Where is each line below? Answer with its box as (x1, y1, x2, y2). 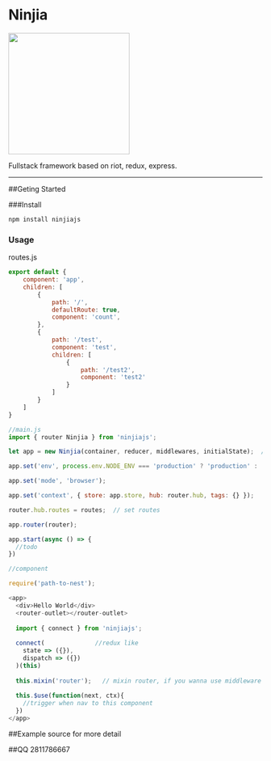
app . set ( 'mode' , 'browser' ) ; (8, 477, 106, 485)
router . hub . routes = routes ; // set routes (8, 505, 161, 514)
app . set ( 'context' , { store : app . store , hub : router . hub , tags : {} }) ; (8, 492, 255, 500)
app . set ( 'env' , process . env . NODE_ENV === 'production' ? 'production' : (8, 463, 258, 471)
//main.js (8, 425, 42, 433)
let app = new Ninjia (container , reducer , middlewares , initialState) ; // (8, 447, 269, 456)
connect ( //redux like (15, 639, 139, 648)
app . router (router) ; (8, 520, 78, 529)
